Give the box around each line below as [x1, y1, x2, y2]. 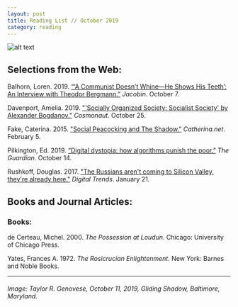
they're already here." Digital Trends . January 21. [7, 175, 150, 184]
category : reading [7, 23, 62, 30]
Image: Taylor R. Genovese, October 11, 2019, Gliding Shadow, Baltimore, [7, 284, 220, 293]
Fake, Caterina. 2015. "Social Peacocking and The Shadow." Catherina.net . [7, 125, 225, 133]
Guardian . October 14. [7, 154, 72, 162]
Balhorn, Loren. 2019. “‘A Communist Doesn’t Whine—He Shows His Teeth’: [7, 82, 227, 91]
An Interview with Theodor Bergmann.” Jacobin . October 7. [7, 90, 180, 99]
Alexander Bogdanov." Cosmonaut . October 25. [7, 111, 147, 120]
